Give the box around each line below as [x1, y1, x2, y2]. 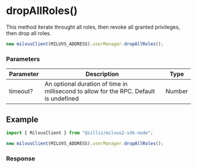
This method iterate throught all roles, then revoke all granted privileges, [6, 23, 181, 30]
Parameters [6, 54, 40, 63]
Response [6, 154, 35, 162]
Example [6, 114, 39, 124]
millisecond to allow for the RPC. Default [44, 87, 155, 95]
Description [85, 70, 119, 78]
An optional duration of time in [44, 80, 128, 88]
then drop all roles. [6, 29, 52, 36]
